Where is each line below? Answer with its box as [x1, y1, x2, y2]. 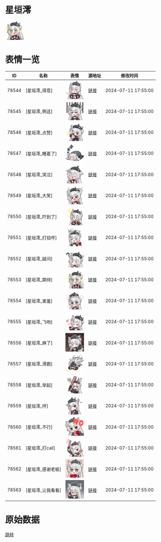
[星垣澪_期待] [25, 277, 53, 283]
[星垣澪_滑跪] [25, 361, 53, 367]
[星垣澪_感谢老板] [25, 466, 62, 472]
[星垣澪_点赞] [25, 129, 53, 136]
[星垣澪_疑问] [25, 256, 53, 262]
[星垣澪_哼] [25, 403, 48, 409]
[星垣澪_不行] [25, 424, 53, 430]
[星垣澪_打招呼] [25, 235, 57, 241]
